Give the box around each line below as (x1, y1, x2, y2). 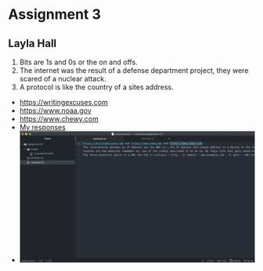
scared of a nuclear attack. (19, 74, 107, 83)
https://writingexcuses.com (19, 98, 108, 107)
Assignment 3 (8, 5, 102, 23)
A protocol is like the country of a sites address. (19, 82, 174, 92)
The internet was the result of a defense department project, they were (19, 66, 249, 75)
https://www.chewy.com (19, 114, 99, 123)
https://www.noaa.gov (19, 106, 92, 115)
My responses (19, 123, 67, 132)
